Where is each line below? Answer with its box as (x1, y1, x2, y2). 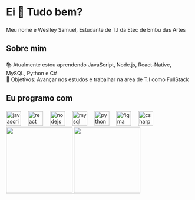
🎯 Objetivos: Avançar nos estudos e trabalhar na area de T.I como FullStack (6, 76, 189, 83)
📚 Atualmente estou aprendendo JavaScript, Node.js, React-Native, (6, 61, 172, 68)
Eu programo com (6, 93, 73, 103)
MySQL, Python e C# (6, 70, 57, 77)
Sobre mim (6, 44, 47, 54)
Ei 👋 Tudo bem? (6, 5, 83, 19)
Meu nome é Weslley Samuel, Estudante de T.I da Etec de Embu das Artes (6, 26, 186, 34)
